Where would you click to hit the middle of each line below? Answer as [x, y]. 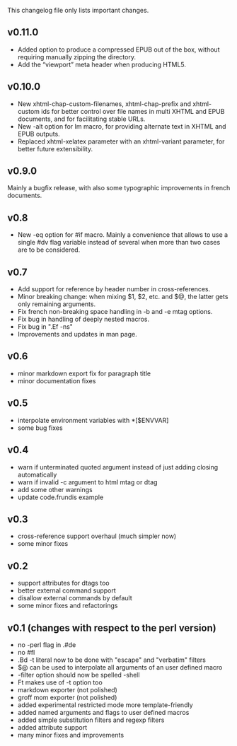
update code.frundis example [60, 497]
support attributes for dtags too [63, 583]
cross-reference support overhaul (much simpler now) [97, 536]
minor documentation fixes [57, 380]
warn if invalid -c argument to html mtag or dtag [87, 482]
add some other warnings [55, 489]
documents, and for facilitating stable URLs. [81, 119]
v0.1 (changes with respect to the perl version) [112, 628]
